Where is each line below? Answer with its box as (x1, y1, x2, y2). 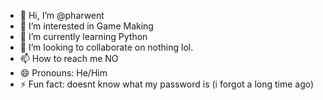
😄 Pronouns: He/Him (19, 67, 108, 79)
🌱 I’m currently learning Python (19, 31, 148, 42)
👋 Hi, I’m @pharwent (19, 10, 105, 21)
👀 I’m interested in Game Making (19, 20, 154, 32)
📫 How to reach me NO (19, 53, 119, 64)
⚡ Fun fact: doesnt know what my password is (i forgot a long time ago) (19, 78, 315, 90)
